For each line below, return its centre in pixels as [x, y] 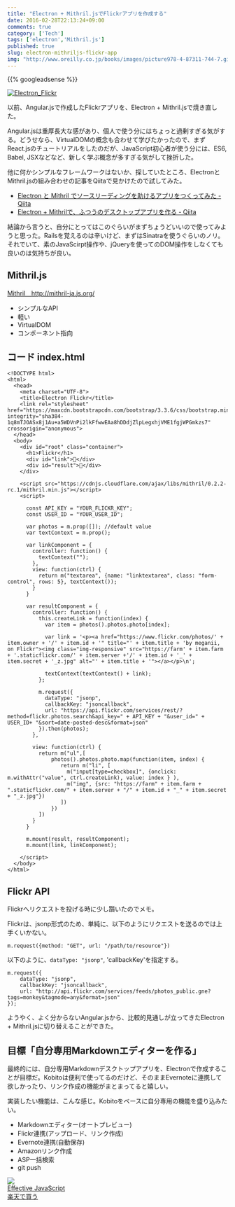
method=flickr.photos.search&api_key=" [65, 717]
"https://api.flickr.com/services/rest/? [122, 711]
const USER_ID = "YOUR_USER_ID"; [74, 515]
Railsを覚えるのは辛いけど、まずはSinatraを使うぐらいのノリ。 [134, 235]
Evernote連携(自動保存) [51, 1142]
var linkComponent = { [59, 545]
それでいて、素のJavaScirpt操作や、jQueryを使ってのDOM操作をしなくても [115, 244]
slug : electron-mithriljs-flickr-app [62, 53]
